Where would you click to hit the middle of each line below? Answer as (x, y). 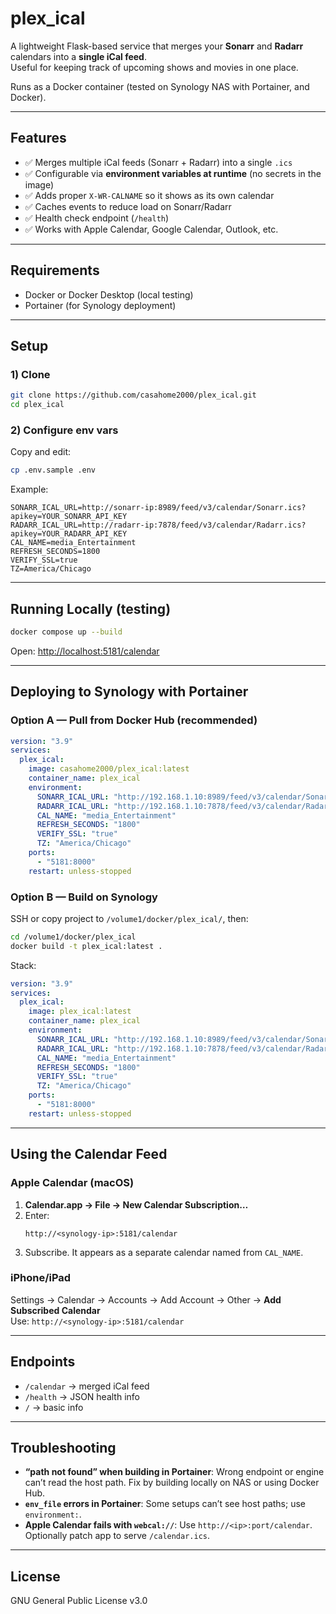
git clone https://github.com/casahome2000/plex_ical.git (133, 395)
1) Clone (30, 374)
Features (38, 138)
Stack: (23, 965)
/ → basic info (54, 1407)
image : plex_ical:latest (80, 1012)
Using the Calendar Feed (89, 1154)
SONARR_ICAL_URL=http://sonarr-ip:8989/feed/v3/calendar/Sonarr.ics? (158, 508)
